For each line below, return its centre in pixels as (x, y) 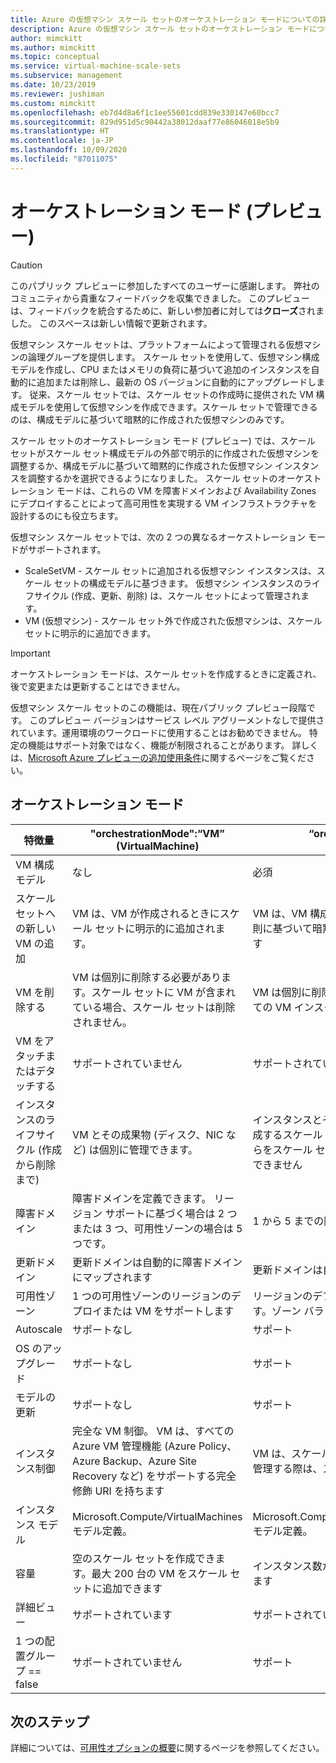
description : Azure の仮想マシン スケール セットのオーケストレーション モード (160, 29)
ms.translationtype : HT (60, 131)
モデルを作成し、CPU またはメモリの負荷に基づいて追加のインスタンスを (161, 369)
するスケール (292, 1134)
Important (30, 653)
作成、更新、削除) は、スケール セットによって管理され (188, 595)
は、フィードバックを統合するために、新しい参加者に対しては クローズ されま (167, 310)
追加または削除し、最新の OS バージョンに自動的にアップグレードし (176, 382)
